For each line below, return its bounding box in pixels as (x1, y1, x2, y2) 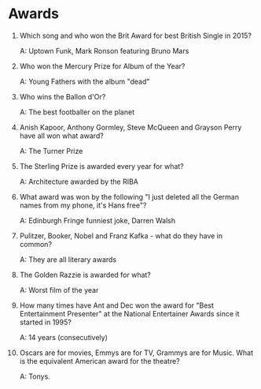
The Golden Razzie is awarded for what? (19, 270, 152, 279)
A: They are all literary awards (19, 254, 117, 264)
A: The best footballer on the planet (19, 107, 135, 117)
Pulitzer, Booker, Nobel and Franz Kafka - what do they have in (19, 230, 223, 241)
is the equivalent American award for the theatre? (19, 356, 180, 365)
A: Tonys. (19, 372, 51, 381)
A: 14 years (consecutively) (19, 332, 108, 342)
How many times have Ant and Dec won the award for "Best (19, 301, 215, 310)
